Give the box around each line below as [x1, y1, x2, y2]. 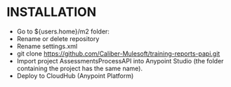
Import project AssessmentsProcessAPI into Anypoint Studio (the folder [16, 56, 224, 65]
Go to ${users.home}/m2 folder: [16, 27, 110, 35]
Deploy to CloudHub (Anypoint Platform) [16, 71, 134, 80]
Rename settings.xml [16, 42, 78, 50]
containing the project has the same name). [16, 64, 143, 72]
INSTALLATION [6, 4, 96, 20]
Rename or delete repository [16, 34, 100, 42]
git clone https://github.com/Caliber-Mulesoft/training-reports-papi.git [16, 49, 220, 58]
